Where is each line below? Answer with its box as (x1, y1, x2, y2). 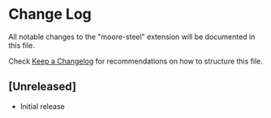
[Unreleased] (8, 80, 77, 94)
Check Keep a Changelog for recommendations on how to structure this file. (8, 56, 264, 66)
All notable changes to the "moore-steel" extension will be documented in (8, 32, 256, 42)
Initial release (19, 101, 65, 111)
